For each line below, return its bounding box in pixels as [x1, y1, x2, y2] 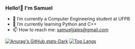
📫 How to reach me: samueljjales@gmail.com [12, 27, 109, 33]
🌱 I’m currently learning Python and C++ [12, 21, 97, 27]
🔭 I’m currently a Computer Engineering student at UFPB [12, 16, 130, 22]
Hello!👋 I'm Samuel [5, 4, 53, 11]
